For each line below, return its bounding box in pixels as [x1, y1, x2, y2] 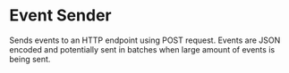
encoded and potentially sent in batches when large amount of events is [9, 44, 276, 54]
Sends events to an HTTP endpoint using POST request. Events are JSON [9, 35, 281, 45]
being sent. [9, 53, 51, 64]
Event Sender [9, 5, 112, 26]
